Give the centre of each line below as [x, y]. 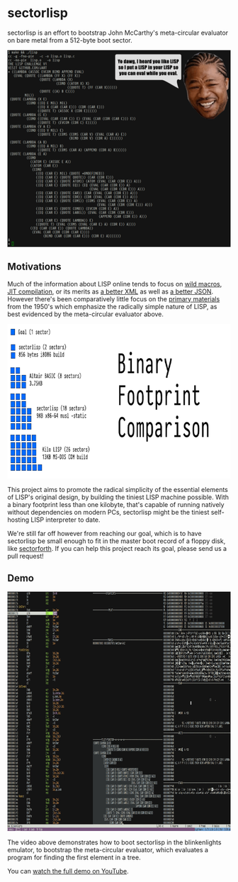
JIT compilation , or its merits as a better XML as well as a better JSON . [110, 291]
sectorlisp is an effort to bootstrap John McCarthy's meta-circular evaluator [118, 33]
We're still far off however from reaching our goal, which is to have [104, 533]
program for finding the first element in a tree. [74, 857]
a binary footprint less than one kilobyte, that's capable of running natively [116, 504]
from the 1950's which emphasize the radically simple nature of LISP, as [112, 306]
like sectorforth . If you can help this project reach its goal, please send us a [117, 548]
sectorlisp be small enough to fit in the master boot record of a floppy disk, [117, 541]
